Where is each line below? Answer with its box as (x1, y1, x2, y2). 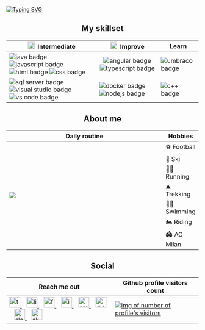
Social (90, 261, 115, 271)
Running (165, 172, 190, 181)
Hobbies (168, 132, 193, 140)
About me (83, 113, 122, 124)
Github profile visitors (123, 279, 188, 287)
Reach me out (38, 282, 81, 291)
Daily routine (65, 132, 104, 140)
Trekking (165, 190, 191, 198)
